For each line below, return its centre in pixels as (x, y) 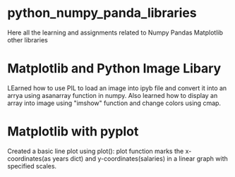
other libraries (28, 39)
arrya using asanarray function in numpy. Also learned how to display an (113, 95)
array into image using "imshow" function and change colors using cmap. (114, 103)
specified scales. (32, 166)
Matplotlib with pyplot (73, 132)
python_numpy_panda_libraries (102, 13)
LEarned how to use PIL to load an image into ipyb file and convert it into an (117, 88)
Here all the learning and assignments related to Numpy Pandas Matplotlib (115, 32)
